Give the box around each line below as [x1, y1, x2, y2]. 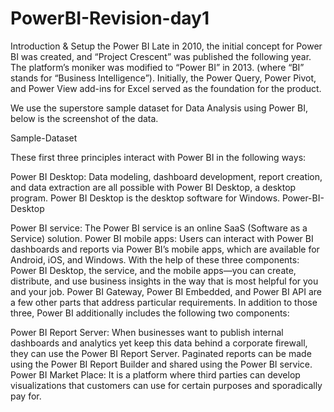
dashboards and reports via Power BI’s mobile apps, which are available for [10, 243, 320, 255]
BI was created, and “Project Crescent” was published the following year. [10, 50, 312, 62]
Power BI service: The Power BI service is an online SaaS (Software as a [10, 222, 308, 234]
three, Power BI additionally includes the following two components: [10, 307, 290, 319]
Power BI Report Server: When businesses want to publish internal [10, 326, 284, 338]
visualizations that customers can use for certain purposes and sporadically [10, 379, 323, 391]
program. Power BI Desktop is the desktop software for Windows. [10, 192, 281, 204]
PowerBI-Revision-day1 [10, 7, 210, 30]
